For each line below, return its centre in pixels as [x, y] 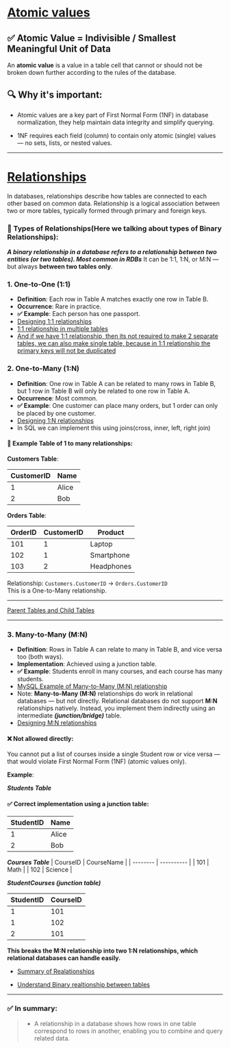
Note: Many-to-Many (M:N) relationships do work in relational [105, 694]
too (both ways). [40, 657]
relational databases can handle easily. [64, 958]
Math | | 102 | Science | [40, 869]
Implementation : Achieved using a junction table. [87, 664]
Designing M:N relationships [57, 723]
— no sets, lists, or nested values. [65, 143]
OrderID [24, 532]
